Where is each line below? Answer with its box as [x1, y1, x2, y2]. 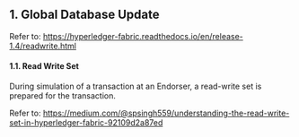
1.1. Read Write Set [9, 61, 79, 72]
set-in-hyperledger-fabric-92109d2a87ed [9, 117, 163, 128]
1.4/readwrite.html [9, 40, 76, 51]
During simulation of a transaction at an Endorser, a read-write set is [9, 81, 262, 92]
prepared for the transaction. [9, 90, 117, 101]
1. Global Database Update [9, 7, 160, 22]
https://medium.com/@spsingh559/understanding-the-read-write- [42, 107, 290, 119]
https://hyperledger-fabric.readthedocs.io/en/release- [42, 30, 244, 41]
